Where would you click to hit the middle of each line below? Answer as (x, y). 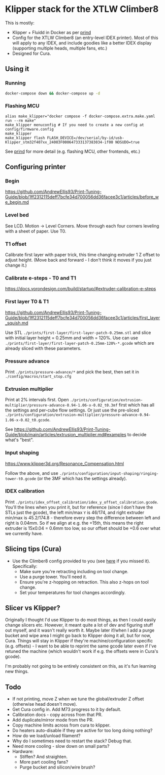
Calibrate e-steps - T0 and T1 (41, 278)
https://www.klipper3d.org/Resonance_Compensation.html (65, 463)
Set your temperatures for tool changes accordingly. (73, 593)
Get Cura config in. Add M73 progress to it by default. (67, 709)
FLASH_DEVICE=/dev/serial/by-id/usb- (86, 138)
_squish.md (17, 323)
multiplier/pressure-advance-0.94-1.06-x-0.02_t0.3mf (62, 406)
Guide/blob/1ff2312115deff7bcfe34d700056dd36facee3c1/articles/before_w (82, 197)
